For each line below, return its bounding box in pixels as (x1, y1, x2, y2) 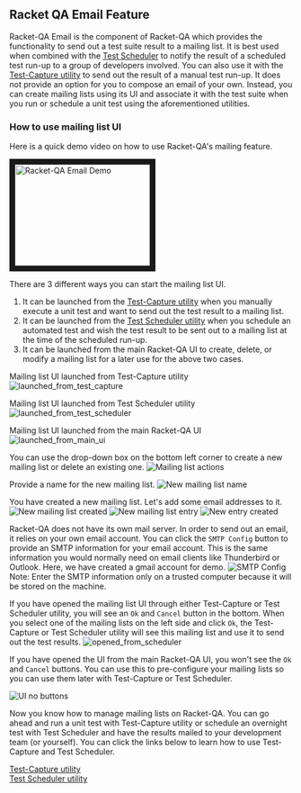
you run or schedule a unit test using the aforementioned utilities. (9, 98, 251, 109)
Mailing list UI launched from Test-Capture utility (9, 371, 189, 382)
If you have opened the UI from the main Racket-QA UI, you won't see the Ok (9, 654, 292, 665)
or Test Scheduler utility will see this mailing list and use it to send (40, 627, 285, 638)
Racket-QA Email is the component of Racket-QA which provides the (9, 31, 263, 41)
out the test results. (9, 636, 81, 647)
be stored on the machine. (9, 581, 107, 592)
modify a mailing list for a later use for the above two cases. (22, 354, 244, 365)
